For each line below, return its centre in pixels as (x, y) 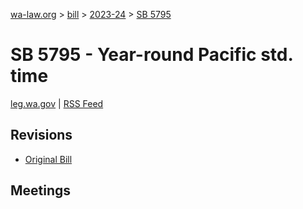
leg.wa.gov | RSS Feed (57, 103)
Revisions (41, 135)
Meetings (41, 190)
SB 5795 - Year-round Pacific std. (151, 55)
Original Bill (48, 159)
